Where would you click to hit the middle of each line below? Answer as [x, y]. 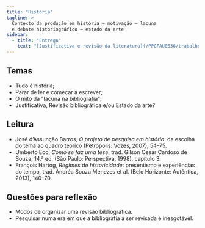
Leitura [20, 124]
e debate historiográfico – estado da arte [68, 29]
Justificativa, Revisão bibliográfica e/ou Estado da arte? [85, 105]
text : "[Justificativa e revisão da [64, 46]
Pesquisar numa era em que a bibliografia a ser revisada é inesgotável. [104, 218]
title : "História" [30, 12]
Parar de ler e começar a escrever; [59, 92]
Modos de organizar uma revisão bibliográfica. [74, 212]
